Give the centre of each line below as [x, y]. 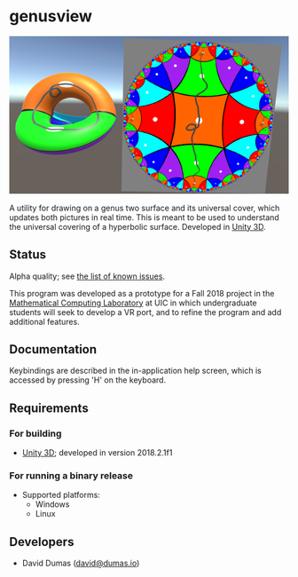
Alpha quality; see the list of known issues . [87, 276]
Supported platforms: [61, 495]
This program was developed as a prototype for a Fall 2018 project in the [142, 293]
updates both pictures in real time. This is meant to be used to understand [144, 217]
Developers [42, 542]
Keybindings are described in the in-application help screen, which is [135, 371]
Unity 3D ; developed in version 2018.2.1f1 [97, 453]
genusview [51, 16]
